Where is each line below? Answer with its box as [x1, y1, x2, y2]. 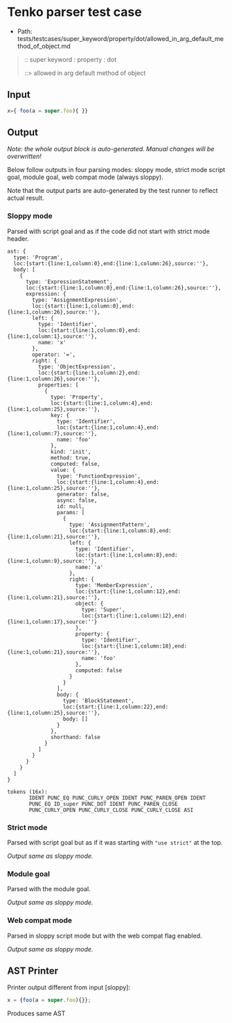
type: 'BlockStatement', [62, 697, 135, 704]
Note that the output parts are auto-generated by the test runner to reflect [7, 187, 218, 195]
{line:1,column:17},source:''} [7, 618, 98, 625]
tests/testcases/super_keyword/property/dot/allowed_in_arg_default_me [17, 34, 224, 42]
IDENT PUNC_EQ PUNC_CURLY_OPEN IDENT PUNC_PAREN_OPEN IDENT [28, 794, 206, 802]
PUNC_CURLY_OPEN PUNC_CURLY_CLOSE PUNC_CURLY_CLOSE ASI [28, 806, 194, 813]
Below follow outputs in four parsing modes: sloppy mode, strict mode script [7, 166, 226, 174]
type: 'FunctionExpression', [56, 473, 141, 480]
